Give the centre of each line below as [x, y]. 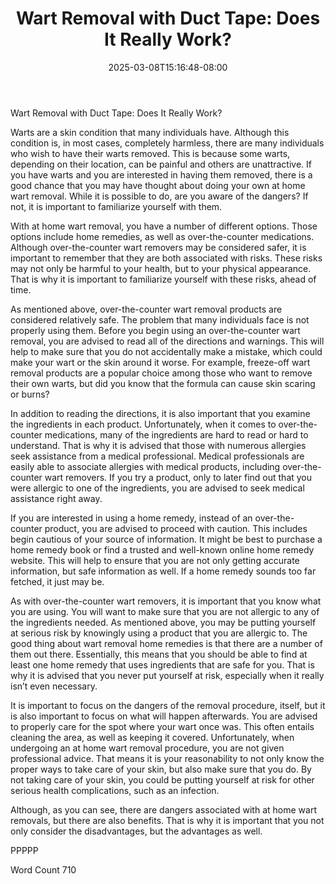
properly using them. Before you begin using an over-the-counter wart [155, 330]
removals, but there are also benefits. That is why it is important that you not [167, 820]
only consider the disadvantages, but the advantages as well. [136, 831]
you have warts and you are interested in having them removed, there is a [161, 174]
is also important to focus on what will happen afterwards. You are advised [164, 716]
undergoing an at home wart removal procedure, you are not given [147, 748]
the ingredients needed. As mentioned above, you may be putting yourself [163, 622]
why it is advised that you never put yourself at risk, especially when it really [167, 675]
